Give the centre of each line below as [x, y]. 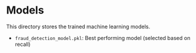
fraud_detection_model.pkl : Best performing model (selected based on [102, 38]
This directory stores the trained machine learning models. [78, 26]
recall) [23, 44]
